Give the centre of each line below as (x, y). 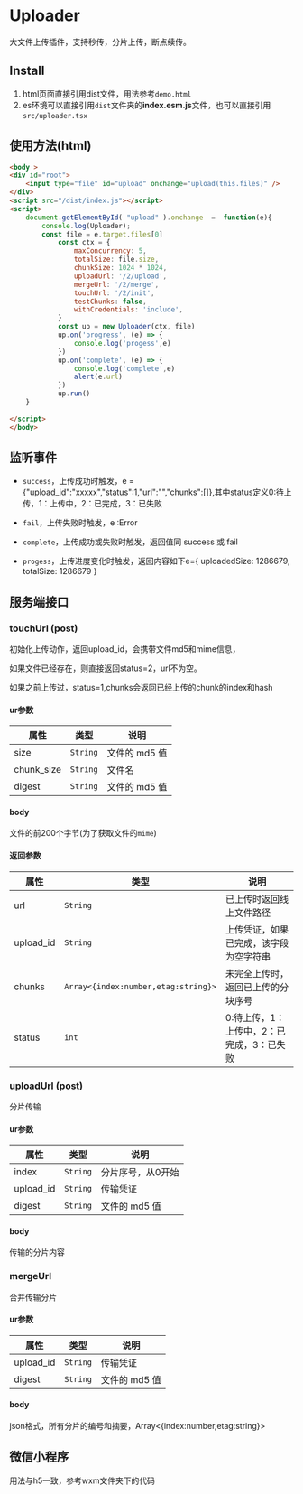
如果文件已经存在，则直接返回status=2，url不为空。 (106, 668)
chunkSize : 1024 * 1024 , (120, 268)
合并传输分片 (33, 1297)
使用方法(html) (50, 146)
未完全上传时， (257, 973)
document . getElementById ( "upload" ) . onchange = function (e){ (149, 218)
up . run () (74, 394)
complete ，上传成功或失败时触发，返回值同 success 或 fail (130, 542)
